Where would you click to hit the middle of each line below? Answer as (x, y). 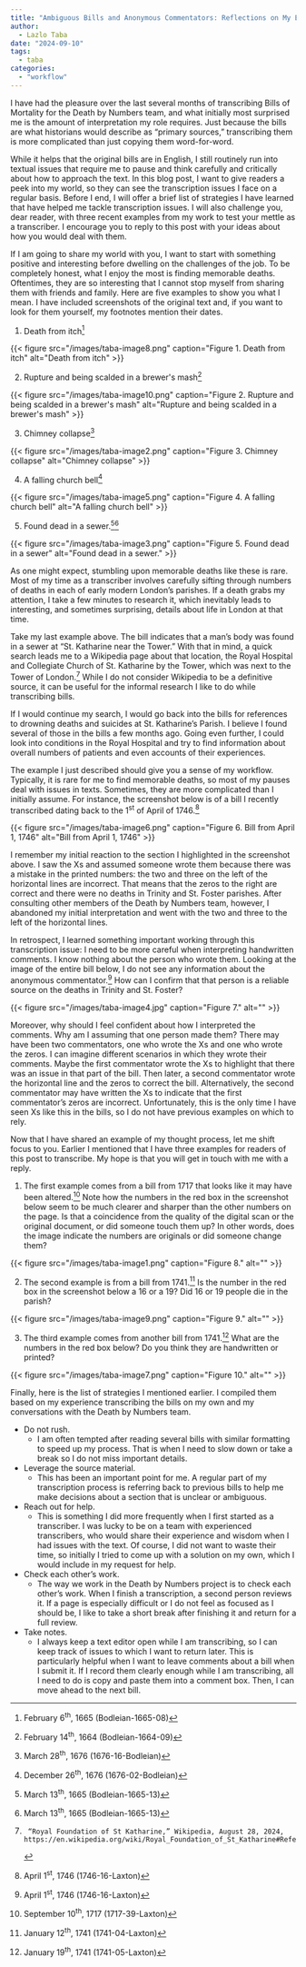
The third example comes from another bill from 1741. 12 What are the (151, 1337)
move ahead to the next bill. (89, 1690)
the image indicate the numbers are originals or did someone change (153, 1236)
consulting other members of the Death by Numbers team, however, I (140, 903)
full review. (57, 1622)
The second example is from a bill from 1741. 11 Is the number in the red (155, 1281)
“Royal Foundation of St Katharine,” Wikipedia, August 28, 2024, (156, 1832)
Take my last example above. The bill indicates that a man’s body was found (152, 637)
